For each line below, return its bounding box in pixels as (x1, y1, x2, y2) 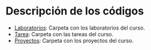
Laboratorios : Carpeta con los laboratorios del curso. (14, 24, 145, 31)
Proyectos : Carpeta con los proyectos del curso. (14, 37, 134, 44)
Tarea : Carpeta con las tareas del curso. (14, 30, 114, 37)
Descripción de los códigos (5, 4, 144, 18)
